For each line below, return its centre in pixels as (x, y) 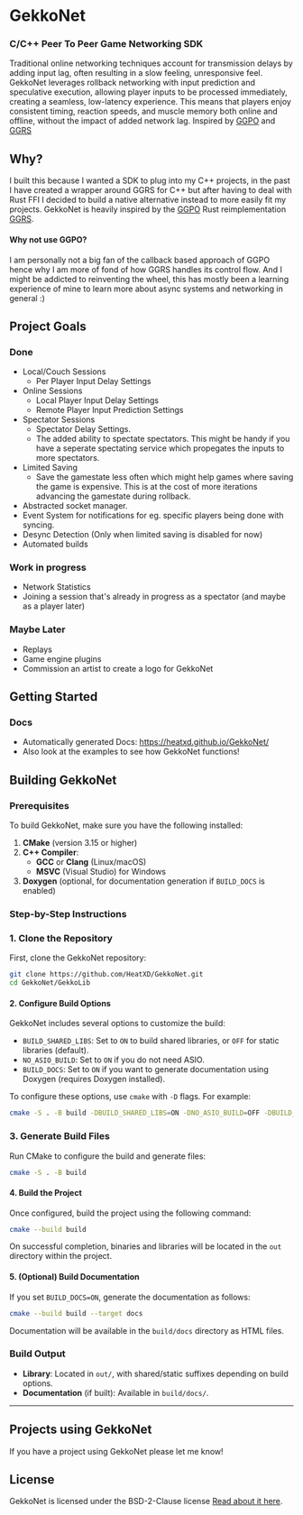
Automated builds (55, 544)
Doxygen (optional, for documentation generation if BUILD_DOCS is (144, 881)
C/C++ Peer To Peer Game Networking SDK (106, 44)
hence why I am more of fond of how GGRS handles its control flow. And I (146, 269)
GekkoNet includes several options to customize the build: (117, 1024)
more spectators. (68, 458)
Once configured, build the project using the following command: (130, 1213)
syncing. (38, 525)
